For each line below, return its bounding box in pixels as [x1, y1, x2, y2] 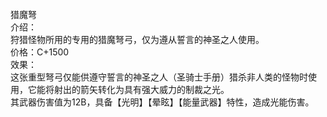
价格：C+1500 [10, 46, 70, 58]
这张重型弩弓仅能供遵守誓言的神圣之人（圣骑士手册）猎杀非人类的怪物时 [10, 71, 308, 83]
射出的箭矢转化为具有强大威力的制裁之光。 [53, 84, 230, 95]
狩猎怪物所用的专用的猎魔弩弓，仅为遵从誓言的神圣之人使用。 [10, 34, 265, 45]
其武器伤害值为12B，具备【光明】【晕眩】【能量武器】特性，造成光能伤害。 [10, 96, 315, 108]
